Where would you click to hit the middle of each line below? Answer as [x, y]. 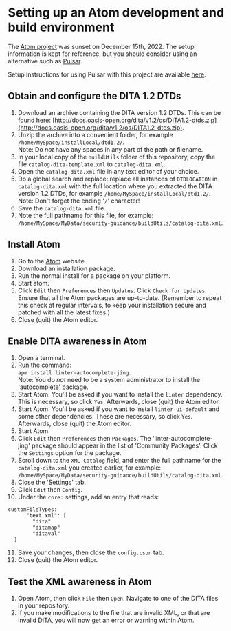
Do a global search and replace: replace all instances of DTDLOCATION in [118, 179]
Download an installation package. [66, 268]
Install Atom [34, 244]
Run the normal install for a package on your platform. [94, 276]
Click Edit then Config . [50, 490]
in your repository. [44, 605]
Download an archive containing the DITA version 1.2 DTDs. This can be [119, 112]
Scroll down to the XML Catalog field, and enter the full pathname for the [119, 461]
